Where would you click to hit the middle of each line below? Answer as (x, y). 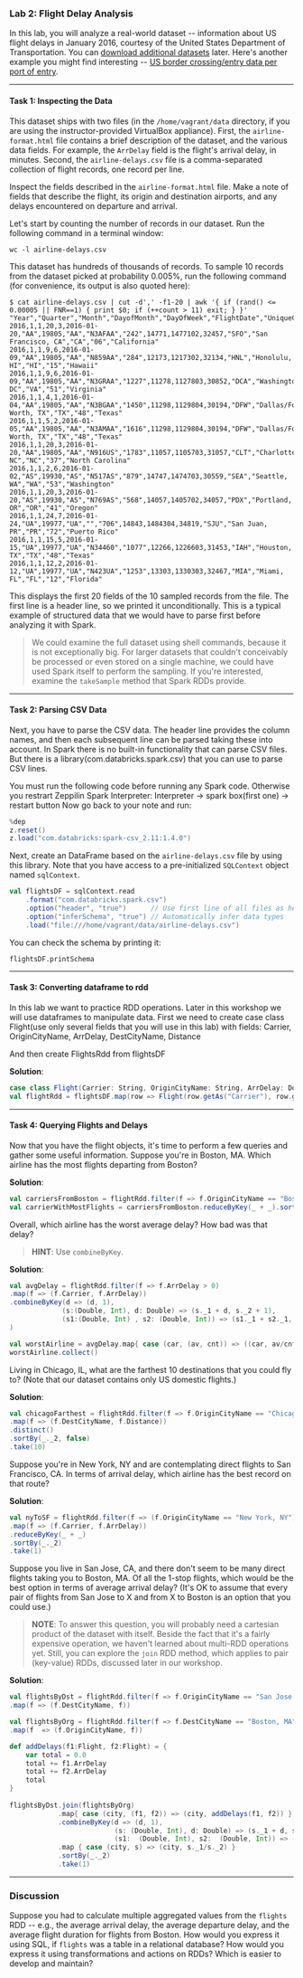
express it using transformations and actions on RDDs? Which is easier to (146, 1954)
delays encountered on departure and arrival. (93, 205)
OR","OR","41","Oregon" (54, 508)
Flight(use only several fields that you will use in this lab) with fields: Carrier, (151, 1027)
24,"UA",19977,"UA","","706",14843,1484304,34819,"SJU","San (127, 524)
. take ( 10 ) (28, 1447)
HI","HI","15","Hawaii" (54, 365)
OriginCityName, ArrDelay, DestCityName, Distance (105, 1036)
